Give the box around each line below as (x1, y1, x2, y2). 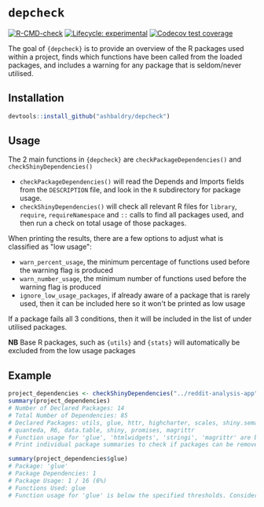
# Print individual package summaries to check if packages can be (8, 441, 234, 449)
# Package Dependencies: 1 (8, 469, 97, 477)
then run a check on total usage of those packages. (19, 218, 187, 228)
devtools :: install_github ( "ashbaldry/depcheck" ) (8, 112, 170, 120)
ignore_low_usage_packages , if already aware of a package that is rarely (19, 290, 251, 300)
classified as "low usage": (8, 242, 92, 252)
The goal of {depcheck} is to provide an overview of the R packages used (8, 43, 244, 53)
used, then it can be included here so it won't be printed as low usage (19, 299, 246, 308)
